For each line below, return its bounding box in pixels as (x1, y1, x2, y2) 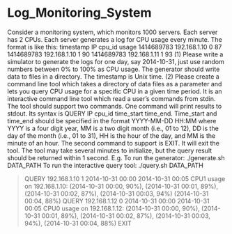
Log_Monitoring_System (7, 5, 152, 21)
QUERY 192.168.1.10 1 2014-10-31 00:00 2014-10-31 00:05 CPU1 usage (24, 174, 226, 182)
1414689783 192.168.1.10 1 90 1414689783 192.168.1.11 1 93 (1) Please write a (7, 50, 224, 58)
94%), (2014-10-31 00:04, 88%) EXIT (24, 219, 132, 227)
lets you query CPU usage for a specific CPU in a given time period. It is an (7, 87, 222, 95)
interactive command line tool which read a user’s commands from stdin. (7, 94, 216, 102)
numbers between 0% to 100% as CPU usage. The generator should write (7, 65, 220, 73)
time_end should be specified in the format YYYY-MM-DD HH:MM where (7, 116, 217, 125)
